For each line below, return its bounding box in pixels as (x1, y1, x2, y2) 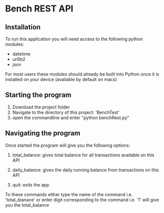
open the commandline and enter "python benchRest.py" (12, 114, 130, 120)
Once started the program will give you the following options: (5, 142, 130, 148)
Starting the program (5, 91, 72, 100)
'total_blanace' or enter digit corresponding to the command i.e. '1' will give (5, 197, 159, 203)
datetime (12, 51, 31, 57)
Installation (5, 23, 41, 31)
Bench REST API (5, 3, 74, 14)
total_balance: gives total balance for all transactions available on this (12, 152, 155, 158)
